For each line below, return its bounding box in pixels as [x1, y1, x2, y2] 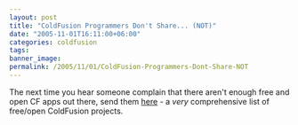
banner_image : [9, 54, 62, 63]
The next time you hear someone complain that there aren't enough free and [9, 86, 290, 98]
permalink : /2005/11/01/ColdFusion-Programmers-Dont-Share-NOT [9, 63, 249, 72]
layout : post [9, 12, 58, 22]
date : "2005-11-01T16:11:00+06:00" [9, 29, 141, 38]
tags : [9, 46, 29, 55]
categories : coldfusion [9, 37, 98, 47]
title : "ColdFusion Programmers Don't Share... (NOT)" [9, 21, 217, 30]
